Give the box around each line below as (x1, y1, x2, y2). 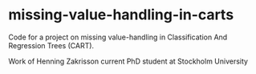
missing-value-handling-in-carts (8, 6, 234, 24)
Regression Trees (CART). (8, 40, 95, 50)
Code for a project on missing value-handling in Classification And (8, 32, 228, 42)
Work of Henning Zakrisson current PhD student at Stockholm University (8, 56, 249, 66)
